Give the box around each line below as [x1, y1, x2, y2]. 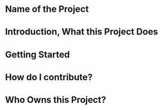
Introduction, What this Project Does [5, 26, 159, 38]
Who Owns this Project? [5, 94, 107, 105]
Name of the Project [5, 3, 89, 15]
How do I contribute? [5, 71, 93, 83]
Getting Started [5, 49, 70, 60]
